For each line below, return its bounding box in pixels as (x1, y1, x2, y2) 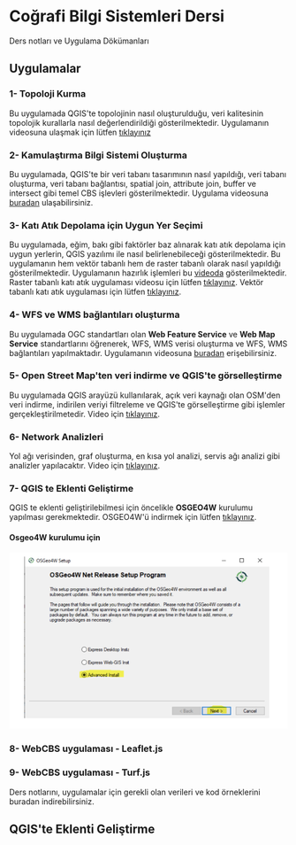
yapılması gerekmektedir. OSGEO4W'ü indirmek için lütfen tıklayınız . (9, 512, 257, 523)
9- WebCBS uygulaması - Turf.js (9, 766, 151, 779)
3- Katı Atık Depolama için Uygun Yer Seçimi (9, 219, 203, 231)
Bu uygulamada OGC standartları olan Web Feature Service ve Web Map (9, 329, 276, 339)
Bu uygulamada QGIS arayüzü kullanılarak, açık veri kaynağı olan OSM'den (9, 390, 281, 400)
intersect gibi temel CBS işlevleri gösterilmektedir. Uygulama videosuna (9, 188, 269, 198)
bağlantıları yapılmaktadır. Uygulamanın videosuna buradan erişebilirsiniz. (9, 347, 277, 358)
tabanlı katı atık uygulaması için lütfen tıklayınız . (9, 286, 182, 298)
